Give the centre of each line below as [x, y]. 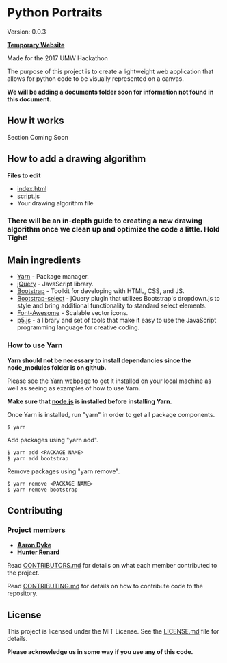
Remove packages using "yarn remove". [64, 471]
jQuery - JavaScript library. [55, 284]
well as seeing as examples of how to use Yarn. [74, 388]
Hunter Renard [38, 552]
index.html [32, 188]
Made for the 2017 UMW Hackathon [57, 58]
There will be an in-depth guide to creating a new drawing [105, 221]
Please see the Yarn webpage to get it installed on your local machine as [109, 381]
